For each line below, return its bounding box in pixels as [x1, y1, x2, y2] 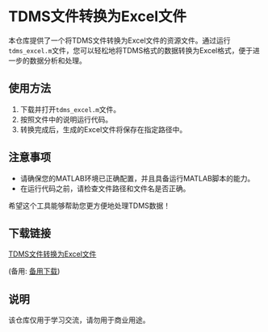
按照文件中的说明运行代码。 [19, 114, 113, 124]
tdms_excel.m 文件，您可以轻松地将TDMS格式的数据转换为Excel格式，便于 [8, 45, 253, 55]
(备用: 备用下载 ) [8, 267, 61, 276]
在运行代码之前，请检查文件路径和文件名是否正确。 [19, 183, 191, 193]
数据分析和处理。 [29, 56, 86, 65]
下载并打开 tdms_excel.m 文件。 [19, 104, 121, 114]
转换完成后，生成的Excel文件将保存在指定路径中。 [19, 124, 187, 134]
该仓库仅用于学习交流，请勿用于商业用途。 [8, 315, 150, 325]
